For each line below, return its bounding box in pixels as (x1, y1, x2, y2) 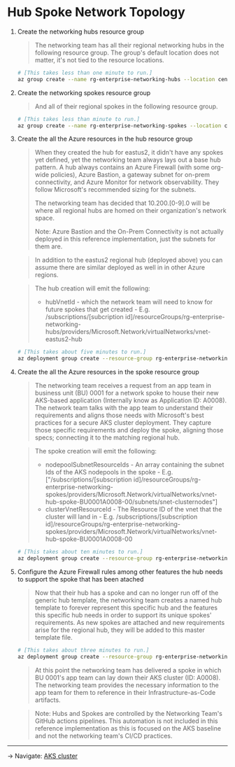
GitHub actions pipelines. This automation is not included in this (34, 717, 218, 725)
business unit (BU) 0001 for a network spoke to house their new (34, 389, 219, 397)
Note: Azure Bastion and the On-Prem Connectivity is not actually (34, 227, 224, 236)
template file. (34, 633, 73, 641)
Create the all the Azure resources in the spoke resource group (17, 368, 199, 377)
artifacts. (34, 696, 61, 704)
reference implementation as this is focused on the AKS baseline (34, 724, 222, 732)
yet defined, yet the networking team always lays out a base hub (34, 155, 222, 164)
